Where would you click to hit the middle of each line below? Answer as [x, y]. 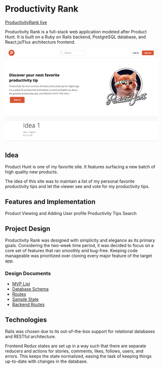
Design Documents [28, 273]
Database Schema [30, 289]
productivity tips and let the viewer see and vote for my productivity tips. [77, 186]
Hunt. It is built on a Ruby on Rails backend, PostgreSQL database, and [75, 37]
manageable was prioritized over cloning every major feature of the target [79, 256]
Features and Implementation [50, 202]
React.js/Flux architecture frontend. [40, 42]
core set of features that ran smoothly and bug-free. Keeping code [71, 251]
